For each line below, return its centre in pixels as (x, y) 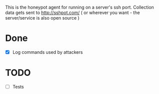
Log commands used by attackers (48, 52)
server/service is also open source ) (42, 18)
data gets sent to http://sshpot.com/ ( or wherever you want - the (73, 13)
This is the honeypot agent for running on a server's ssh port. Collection (80, 7)
